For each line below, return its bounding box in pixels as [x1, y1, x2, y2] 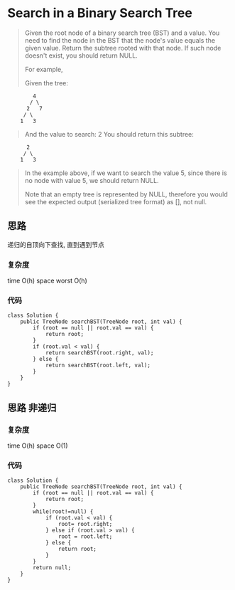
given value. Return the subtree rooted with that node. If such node [24, 43, 222, 52]
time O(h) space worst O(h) [7, 276, 87, 285]
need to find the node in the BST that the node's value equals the [24, 36, 215, 44]
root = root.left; [58, 533, 113, 540]
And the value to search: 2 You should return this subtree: [24, 130, 194, 138]
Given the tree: [24, 78, 69, 87]
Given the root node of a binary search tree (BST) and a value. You [24, 28, 220, 37]
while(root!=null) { [33, 508, 94, 515]
